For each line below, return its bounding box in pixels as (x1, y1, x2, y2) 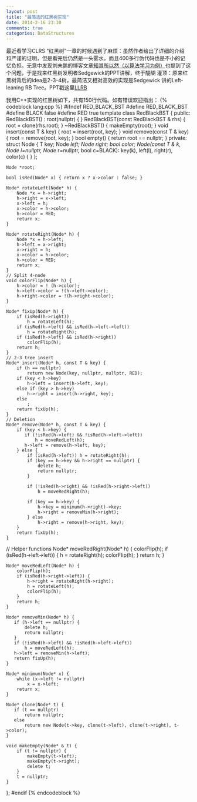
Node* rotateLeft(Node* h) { (6, 185, 77, 191)
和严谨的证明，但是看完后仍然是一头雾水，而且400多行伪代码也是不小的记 (6, 55, 186, 62)
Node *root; (6, 165, 35, 171)
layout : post (6, 8, 38, 15)
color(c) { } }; (6, 153, 38, 161)
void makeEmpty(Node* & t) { (6, 743, 77, 749)
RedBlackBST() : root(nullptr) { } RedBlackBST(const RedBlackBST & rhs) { (6, 116, 186, 123)
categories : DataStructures (6, 31, 75, 36)
